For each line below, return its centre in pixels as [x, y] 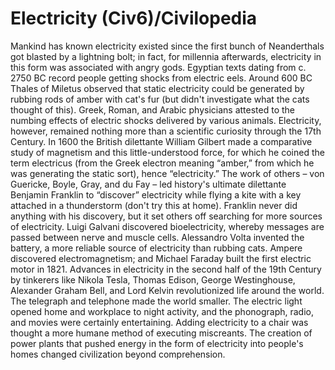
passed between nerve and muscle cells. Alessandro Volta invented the [157, 237]
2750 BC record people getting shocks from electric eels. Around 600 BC [161, 78]
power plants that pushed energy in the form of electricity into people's [157, 343]
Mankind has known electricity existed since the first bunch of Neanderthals [167, 46]
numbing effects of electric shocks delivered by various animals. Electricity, [166, 120]
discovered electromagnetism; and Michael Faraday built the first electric [161, 258]
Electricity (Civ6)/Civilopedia [134, 18]
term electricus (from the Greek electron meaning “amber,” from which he [162, 163]
